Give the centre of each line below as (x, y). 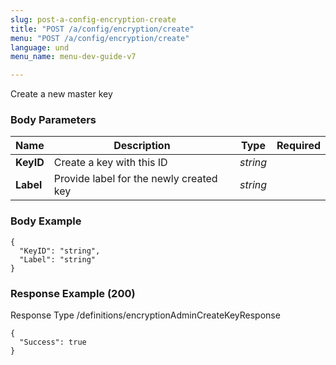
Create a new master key (61, 94)
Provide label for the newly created (135, 179)
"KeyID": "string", (60, 251)
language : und (40, 47)
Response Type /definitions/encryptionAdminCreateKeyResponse (145, 315)
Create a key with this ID (110, 163)
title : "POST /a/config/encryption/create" (102, 29)
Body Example (46, 221)
